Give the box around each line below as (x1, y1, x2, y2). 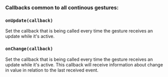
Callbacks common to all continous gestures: (5, 4, 119, 11)
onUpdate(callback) (5, 17, 53, 23)
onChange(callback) (5, 46, 53, 52)
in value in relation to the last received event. (5, 67, 99, 73)
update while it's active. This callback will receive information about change (5, 61, 163, 67)
